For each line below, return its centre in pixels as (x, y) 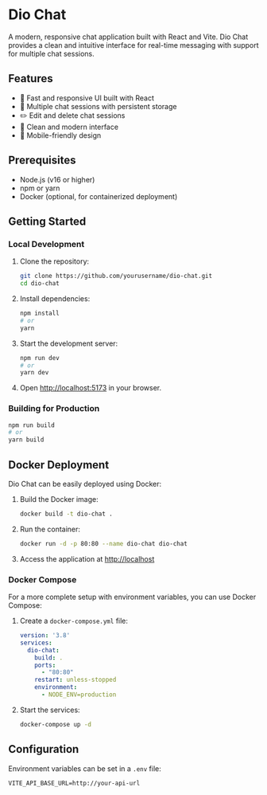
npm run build (32, 425)
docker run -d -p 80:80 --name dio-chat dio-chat (104, 543)
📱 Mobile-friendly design (60, 135)
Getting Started (47, 221)
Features (31, 78)
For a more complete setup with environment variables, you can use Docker (132, 597)
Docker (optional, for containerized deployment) (99, 196)
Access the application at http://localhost (87, 558)
